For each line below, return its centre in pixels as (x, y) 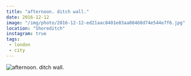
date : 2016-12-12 (28, 17)
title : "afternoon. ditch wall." (48, 12)
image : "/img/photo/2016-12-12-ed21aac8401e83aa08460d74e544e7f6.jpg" (96, 23)
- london (20, 45)
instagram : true (26, 34)
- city (17, 50)
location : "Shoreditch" (36, 28)
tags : (13, 39)
